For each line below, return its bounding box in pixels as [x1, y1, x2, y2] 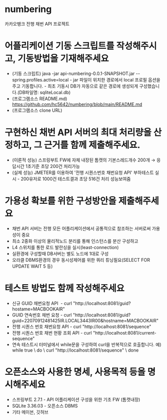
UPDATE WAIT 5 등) [12, 263, 53, 269]
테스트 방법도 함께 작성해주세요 [5, 283, 125, 294]
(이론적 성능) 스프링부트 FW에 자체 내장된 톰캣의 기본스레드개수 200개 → [12, 157, 155, 163]
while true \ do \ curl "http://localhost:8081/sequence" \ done [12, 347, 139, 353]
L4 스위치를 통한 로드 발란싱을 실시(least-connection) [12, 244, 119, 250]
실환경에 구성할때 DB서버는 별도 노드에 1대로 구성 [12, 250, 109, 257]
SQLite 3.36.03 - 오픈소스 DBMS [12, 402, 78, 408]
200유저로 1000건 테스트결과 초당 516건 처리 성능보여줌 [20, 176, 131, 182]
